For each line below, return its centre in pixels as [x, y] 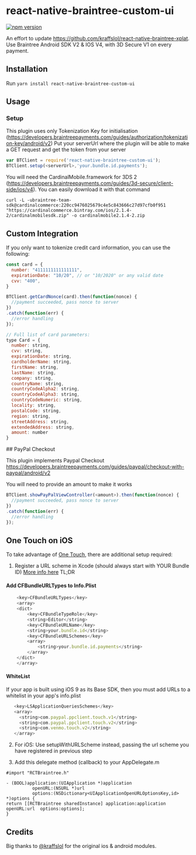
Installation [27, 69]
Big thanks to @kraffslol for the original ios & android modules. [81, 846]
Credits [20, 832]
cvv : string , [27, 351]
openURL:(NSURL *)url [58, 788]
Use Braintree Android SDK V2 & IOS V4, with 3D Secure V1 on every [89, 44]
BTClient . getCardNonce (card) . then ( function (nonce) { [72, 297]
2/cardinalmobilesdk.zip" [37, 216]
